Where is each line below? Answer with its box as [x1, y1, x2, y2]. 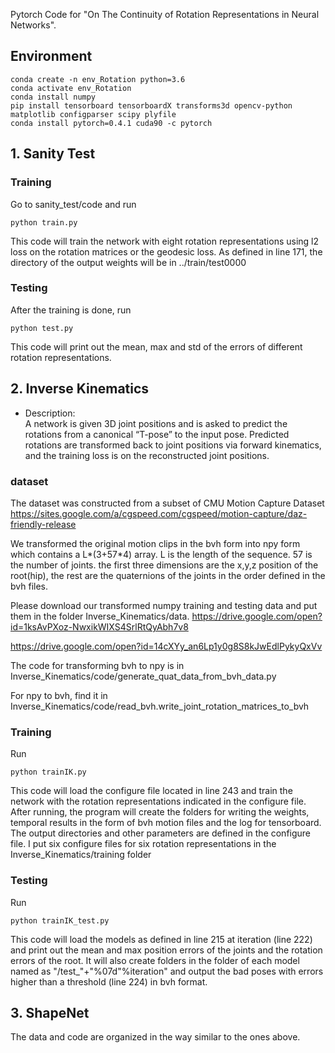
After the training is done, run [10, 304, 132, 316]
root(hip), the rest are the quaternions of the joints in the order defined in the [10, 569, 326, 581]
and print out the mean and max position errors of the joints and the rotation [10, 944, 323, 956]
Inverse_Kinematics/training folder [10, 849, 152, 861]
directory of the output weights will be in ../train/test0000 [10, 256, 247, 268]
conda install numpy [10, 92, 97, 102]
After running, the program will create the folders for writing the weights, [10, 806, 310, 818]
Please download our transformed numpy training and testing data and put [10, 599, 318, 611]
